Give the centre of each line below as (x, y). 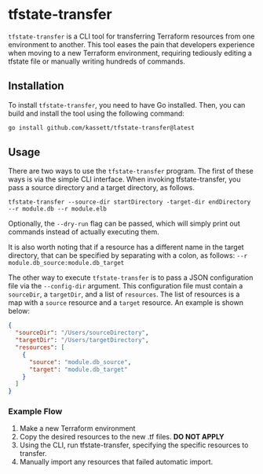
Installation (36, 86)
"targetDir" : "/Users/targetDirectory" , (82, 340)
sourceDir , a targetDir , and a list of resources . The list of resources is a (124, 294)
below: (19, 311)
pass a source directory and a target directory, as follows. (101, 188)
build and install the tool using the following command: (96, 113)
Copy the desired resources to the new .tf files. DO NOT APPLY (122, 437)
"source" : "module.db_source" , (80, 362)
